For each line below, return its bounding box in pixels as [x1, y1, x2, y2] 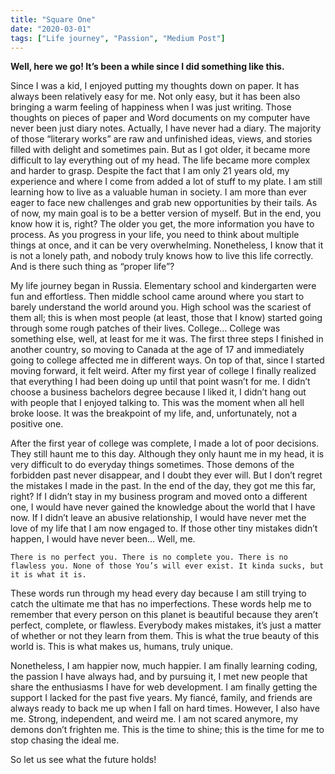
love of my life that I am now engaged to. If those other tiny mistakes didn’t [10, 522, 318, 535]
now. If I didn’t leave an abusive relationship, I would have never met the [10, 512, 307, 524]
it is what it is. [10, 570, 87, 580]
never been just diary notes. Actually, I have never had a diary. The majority [10, 122, 322, 135]
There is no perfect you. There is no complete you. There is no [10, 552, 288, 563]
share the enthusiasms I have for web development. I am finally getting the [10, 681, 318, 693]
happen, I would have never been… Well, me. [10, 533, 196, 545]
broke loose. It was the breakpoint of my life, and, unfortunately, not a [10, 407, 298, 420]
